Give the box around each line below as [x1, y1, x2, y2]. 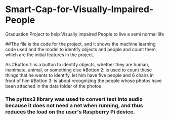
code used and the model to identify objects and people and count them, [5, 46, 157, 52]
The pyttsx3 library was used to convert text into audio [5, 95, 143, 102]
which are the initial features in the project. [5, 52, 95, 58]
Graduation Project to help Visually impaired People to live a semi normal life [5, 31, 164, 37]
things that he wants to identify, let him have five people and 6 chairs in [5, 72, 154, 78]
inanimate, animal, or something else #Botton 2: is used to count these [5, 67, 152, 73]
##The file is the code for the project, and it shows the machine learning [5, 41, 156, 47]
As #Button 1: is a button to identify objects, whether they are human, [5, 61, 149, 67]
